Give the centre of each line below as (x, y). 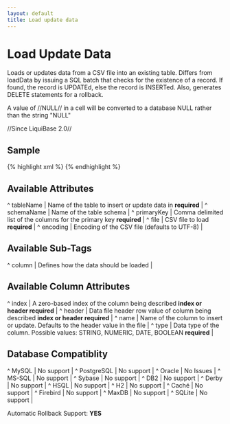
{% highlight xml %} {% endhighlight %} (64, 167)
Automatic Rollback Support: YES (54, 413)
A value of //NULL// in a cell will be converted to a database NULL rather (110, 108)
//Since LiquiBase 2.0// (39, 129)
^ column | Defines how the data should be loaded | (80, 265)
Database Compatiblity (58, 354)
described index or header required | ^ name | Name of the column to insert (115, 317)
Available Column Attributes (69, 287)
